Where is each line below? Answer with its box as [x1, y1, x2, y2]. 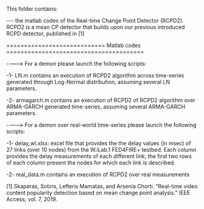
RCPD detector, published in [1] [6, 30, 85, 37]
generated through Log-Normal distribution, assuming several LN [6, 79, 171, 85]
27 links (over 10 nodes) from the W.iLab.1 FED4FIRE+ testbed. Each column [6, 146, 197, 153]
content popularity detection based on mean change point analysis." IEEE [6, 189, 191, 196]
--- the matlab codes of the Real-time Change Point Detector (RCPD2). [6, 17, 184, 24]
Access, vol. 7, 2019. [6, 196, 58, 203]
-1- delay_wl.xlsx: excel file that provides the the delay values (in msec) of [6, 140, 191, 147]
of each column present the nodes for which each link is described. [6, 159, 175, 166]
